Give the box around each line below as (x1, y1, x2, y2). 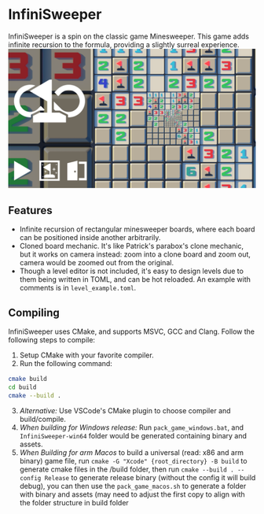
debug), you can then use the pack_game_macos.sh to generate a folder (19, 481, 247, 490)
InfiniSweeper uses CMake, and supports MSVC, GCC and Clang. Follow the (8, 327, 255, 336)
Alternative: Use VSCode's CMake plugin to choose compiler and (19, 405, 231, 415)
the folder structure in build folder (19, 497, 130, 507)
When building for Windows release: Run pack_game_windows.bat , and (19, 423, 244, 432)
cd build (8, 383, 37, 391)
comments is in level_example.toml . (19, 283, 137, 293)
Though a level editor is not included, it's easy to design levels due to (19, 266, 244, 276)
